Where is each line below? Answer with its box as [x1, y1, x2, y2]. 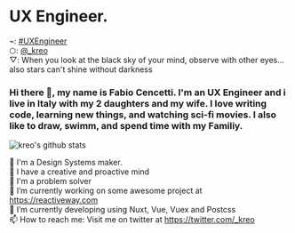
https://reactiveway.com [9, 195, 99, 205]
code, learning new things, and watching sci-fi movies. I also [9, 108, 277, 121]
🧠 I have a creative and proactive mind [9, 166, 149, 177]
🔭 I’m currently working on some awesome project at [9, 185, 203, 197]
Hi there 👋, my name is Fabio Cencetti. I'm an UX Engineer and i [9, 86, 286, 99]
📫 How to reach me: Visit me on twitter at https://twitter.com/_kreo [9, 214, 255, 225]
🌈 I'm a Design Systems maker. [9, 157, 123, 168]
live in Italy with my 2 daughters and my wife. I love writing [9, 97, 267, 109]
